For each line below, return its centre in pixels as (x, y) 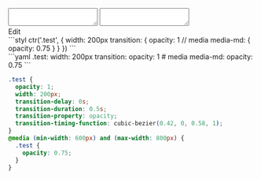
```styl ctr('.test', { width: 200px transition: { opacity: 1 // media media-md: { (129, 40)
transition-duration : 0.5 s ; (61, 109)
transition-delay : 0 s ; (52, 102)
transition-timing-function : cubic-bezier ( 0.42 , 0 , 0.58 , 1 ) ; (119, 124)
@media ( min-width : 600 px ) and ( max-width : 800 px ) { (96, 138)
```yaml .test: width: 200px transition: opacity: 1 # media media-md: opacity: (130, 57)
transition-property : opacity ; (66, 116)
